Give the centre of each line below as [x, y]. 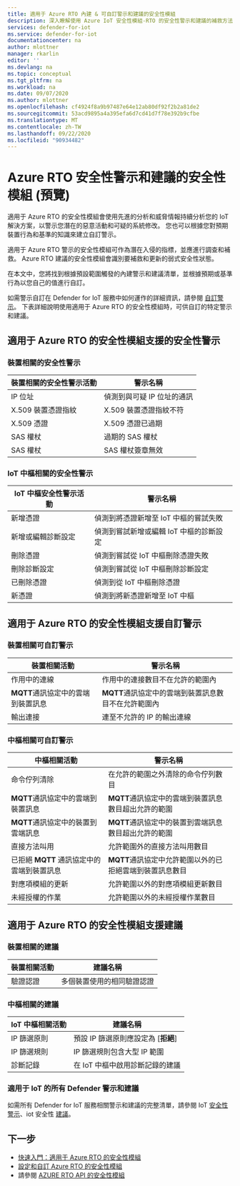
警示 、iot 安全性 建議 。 [41, 1114]
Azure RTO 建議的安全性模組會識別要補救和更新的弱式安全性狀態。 [120, 258]
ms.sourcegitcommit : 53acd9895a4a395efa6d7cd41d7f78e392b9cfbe [104, 114]
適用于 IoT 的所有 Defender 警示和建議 [73, 1088]
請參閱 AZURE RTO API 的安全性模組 [71, 1175]
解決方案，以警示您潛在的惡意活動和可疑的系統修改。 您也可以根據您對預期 [118, 226]
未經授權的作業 [36, 898]
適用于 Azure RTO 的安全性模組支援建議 [95, 925]
